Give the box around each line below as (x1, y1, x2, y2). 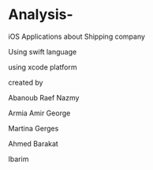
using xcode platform (8, 62, 77, 72)
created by (8, 77, 43, 87)
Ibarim (8, 154, 29, 164)
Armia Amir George (8, 108, 71, 118)
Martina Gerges (8, 123, 59, 133)
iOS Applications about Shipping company (8, 32, 146, 41)
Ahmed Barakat (8, 138, 59, 148)
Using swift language (8, 47, 77, 56)
